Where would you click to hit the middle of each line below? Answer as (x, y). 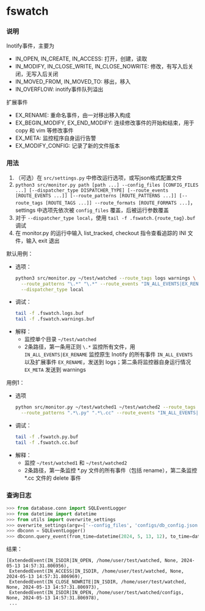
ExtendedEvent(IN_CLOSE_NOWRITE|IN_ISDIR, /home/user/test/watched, (98, 582)
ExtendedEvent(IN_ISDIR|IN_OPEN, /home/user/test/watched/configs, (96, 593)
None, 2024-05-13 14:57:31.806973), (53, 587)
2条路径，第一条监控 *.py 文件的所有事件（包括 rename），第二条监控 (111, 470)
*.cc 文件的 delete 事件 (52, 478)
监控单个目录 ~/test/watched (60, 339)
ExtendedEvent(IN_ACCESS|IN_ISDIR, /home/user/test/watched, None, (96, 571)
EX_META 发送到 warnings (55, 370)
